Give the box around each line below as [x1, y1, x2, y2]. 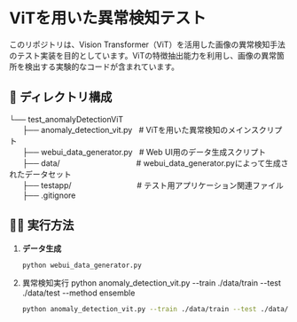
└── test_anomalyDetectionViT [9, 114, 124, 124]
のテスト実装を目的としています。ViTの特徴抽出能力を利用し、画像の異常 [9, 50, 277, 60]
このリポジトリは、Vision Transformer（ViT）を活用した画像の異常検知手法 [9, 39, 285, 50]
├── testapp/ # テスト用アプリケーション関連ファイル [21, 179, 284, 191]
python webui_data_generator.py [21, 261, 142, 270]
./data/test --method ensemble [21, 287, 136, 298]
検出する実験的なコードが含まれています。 [24, 61, 180, 72]
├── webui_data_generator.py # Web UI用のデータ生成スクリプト [21, 146, 266, 157]
